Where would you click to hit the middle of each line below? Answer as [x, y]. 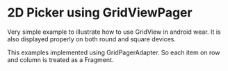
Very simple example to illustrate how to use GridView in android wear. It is [114, 32]
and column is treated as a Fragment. [60, 59]
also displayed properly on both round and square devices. [91, 39]
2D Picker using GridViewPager [100, 13]
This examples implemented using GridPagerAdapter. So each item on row [114, 52]
